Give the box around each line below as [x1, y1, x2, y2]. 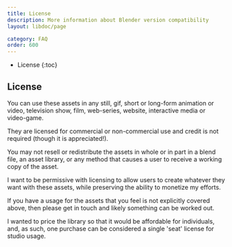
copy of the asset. [7, 162, 59, 170]
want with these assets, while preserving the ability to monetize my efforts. [7, 183, 222, 191]
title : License [7, 10, 51, 17]
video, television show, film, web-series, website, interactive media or [7, 106, 206, 115]
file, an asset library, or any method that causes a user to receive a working [7, 155, 222, 163]
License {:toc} [17, 61, 57, 69]
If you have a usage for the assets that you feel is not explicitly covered [7, 196, 211, 204]
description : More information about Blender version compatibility [7, 17, 209, 23]
